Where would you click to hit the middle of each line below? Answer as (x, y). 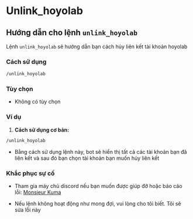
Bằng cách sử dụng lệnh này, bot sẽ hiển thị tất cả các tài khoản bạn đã (101, 151)
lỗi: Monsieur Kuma (38, 192)
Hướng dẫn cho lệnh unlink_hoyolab (72, 33)
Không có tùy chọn (37, 102)
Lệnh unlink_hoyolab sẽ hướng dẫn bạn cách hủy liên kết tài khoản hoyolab (97, 46)
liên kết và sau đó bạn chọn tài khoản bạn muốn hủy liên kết (87, 158)
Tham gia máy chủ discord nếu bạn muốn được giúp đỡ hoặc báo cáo (98, 186)
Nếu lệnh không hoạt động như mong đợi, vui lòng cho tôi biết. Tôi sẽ (98, 203)
